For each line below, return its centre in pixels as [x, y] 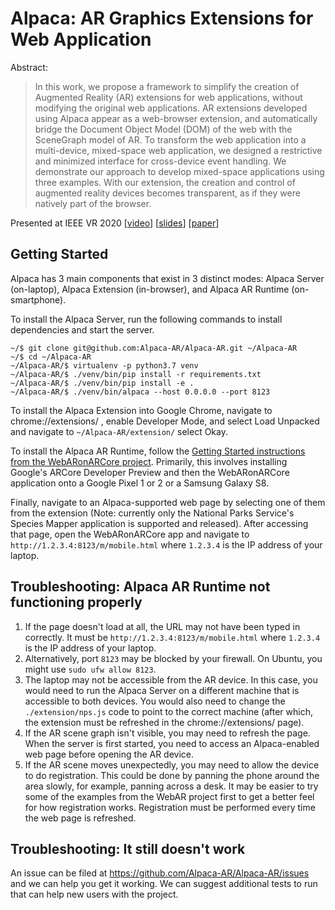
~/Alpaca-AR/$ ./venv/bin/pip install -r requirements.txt [136, 374]
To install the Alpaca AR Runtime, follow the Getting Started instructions [158, 451]
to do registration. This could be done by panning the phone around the [172, 775]
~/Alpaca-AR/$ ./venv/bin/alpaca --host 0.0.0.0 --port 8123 [140, 392]
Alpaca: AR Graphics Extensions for [162, 18]
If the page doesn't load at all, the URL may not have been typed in [162, 626]
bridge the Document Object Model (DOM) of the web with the [163, 129]
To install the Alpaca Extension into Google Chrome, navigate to [141, 410]
